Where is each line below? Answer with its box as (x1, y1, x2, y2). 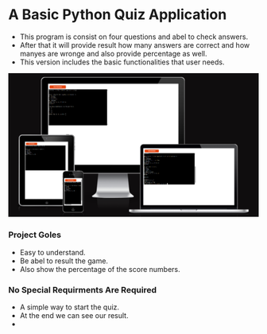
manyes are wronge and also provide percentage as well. (19, 49, 207, 58)
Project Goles (8, 229, 62, 240)
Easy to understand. (19, 247, 86, 257)
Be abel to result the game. (19, 256, 109, 266)
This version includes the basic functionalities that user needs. (19, 57, 225, 67)
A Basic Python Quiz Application (8, 6, 227, 24)
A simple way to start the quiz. (19, 302, 120, 312)
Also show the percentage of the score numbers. (19, 264, 180, 274)
